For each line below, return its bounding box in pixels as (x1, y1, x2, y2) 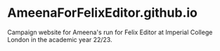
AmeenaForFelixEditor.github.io (7, 5, 198, 21)
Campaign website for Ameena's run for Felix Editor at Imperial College (7, 28, 213, 36)
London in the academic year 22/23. (7, 35, 112, 43)
